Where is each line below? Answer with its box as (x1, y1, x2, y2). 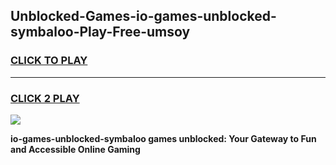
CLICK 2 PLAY (10, 91, 80, 105)
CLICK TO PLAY (10, 54, 88, 68)
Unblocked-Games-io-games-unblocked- (10, 8, 277, 25)
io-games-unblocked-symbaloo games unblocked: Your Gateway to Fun (10, 132, 317, 144)
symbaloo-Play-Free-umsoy (10, 24, 191, 41)
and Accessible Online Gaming (10, 143, 141, 155)
